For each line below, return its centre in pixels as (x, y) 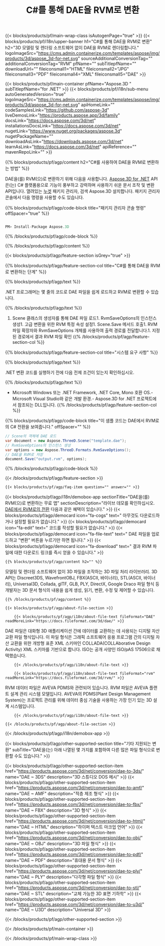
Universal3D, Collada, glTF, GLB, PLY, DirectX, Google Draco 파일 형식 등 (86, 584)
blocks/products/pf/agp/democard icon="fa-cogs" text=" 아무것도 (72, 515)
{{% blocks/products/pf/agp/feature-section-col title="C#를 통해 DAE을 (77, 266)
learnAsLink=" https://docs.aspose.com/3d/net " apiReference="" (71, 147)
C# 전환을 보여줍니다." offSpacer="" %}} (50, 427)
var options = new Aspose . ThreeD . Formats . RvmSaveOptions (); (68, 450)
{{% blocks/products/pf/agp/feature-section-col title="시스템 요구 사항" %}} (82, 352)
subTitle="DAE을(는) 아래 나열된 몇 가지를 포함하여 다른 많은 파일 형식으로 (83, 750)
